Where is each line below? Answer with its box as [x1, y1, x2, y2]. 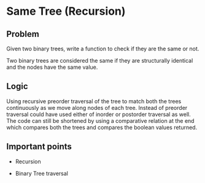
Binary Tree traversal [15, 169, 69, 177]
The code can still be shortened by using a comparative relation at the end [6, 117, 195, 124]
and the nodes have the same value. [6, 63, 98, 71]
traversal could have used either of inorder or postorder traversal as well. [6, 111, 191, 118]
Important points [6, 141, 72, 152]
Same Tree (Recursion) [6, 4, 126, 18]
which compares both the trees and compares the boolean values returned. [6, 123, 198, 131]
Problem [6, 29, 40, 39]
